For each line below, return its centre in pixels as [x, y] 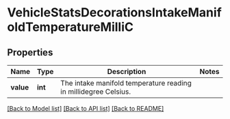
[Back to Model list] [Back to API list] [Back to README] [86, 108]
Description [127, 71]
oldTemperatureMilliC [70, 27]
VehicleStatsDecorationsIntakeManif [115, 13]
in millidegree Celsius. [96, 92]
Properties [30, 52]
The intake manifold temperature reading [126, 83]
